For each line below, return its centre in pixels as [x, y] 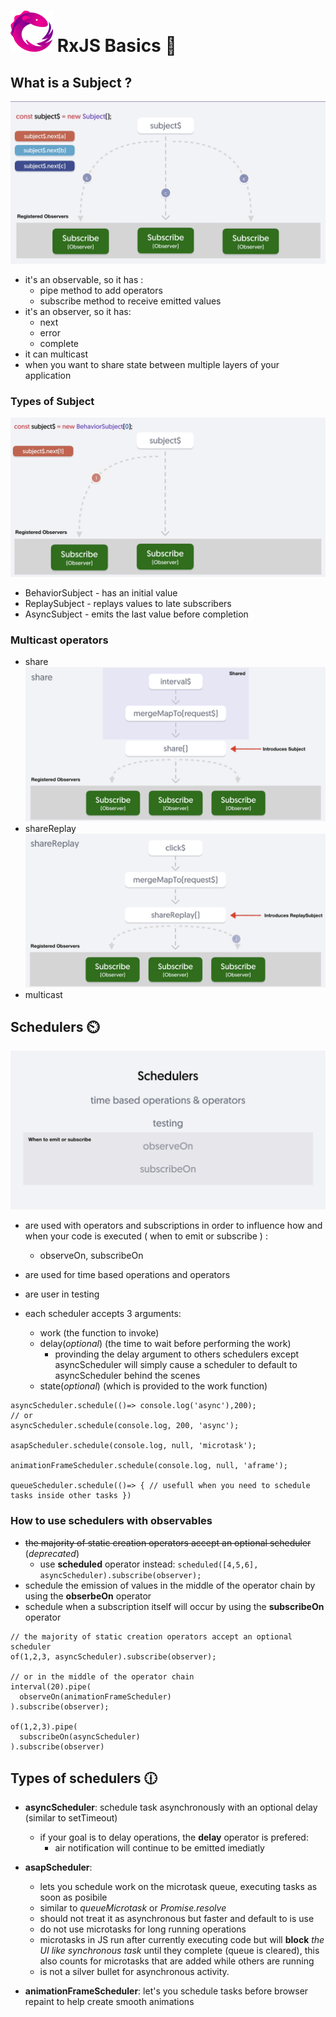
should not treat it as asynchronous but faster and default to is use [177, 1919]
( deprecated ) [52, 1553]
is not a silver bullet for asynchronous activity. [134, 1972]
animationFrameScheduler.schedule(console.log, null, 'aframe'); [149, 1466]
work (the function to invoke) [99, 1333]
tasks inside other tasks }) [71, 1496]
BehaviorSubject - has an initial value [101, 592]
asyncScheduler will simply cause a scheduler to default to [176, 1365]
